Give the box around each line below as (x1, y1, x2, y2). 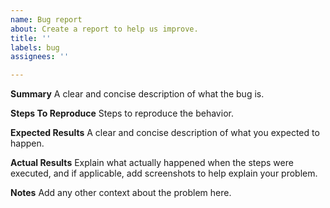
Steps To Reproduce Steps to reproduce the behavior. (10, 107, 234, 120)
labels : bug (10, 42, 60, 53)
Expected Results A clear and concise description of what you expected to (10, 127, 320, 139)
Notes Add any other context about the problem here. (10, 187, 232, 199)
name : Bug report (10, 14, 83, 25)
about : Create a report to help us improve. (10, 24, 199, 34)
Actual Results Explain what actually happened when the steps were (10, 157, 294, 169)
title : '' (10, 33, 52, 43)
